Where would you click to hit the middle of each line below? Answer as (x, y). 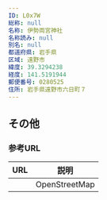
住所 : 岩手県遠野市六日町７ (48, 89)
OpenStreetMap (65, 185)
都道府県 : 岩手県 (32, 52)
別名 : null (25, 45)
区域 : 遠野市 (27, 60)
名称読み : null (31, 38)
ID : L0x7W (25, 15)
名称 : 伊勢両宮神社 (36, 30)
